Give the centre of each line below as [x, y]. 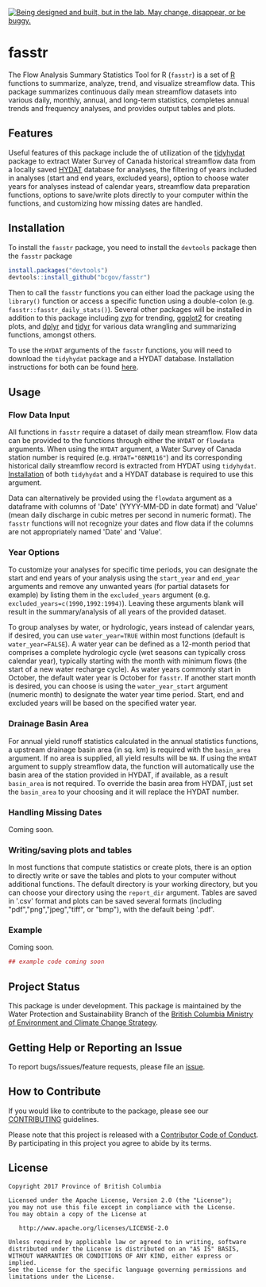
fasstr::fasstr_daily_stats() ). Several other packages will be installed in [130, 310]
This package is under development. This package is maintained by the [125, 1006]
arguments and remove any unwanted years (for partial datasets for [119, 587]
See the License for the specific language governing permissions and [127, 1270]
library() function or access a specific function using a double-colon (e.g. [131, 301]
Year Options [34, 552]
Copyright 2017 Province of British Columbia [85, 1186]
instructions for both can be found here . [73, 367]
